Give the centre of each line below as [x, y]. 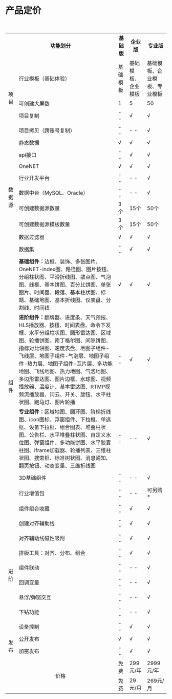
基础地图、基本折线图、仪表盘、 [68, 300]
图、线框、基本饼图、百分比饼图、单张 [65, 285]
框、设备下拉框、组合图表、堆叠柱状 [62, 427]
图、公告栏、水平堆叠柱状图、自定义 [62, 434]
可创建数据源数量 [39, 208]
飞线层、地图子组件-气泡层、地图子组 [64, 356]
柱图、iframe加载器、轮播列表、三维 [62, 450]
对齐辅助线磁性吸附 [42, 538]
